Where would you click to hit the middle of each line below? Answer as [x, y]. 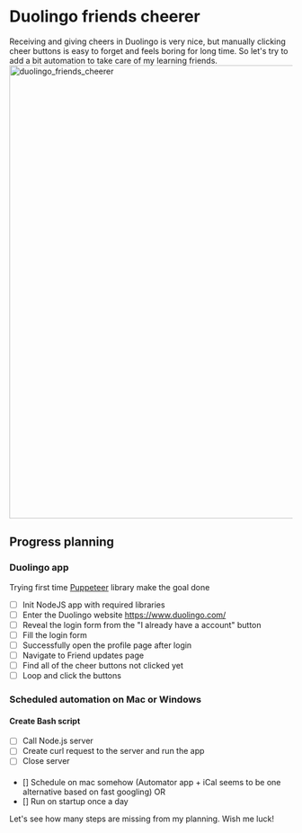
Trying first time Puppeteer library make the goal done [110, 587]
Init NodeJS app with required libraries [93, 605]
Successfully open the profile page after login [107, 645]
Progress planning [62, 542]
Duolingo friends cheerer [105, 17]
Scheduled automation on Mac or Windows [106, 700]
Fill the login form [55, 634]
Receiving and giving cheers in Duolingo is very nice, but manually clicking [147, 41]
